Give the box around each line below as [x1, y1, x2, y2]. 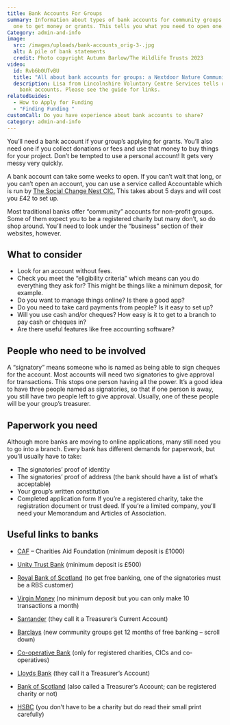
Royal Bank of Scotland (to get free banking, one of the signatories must [16, 573, 221, 582]
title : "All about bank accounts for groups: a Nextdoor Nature [13, 73, 201, 81]
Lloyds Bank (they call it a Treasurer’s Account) [16, 669, 151, 677]
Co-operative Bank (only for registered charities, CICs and [16, 648, 181, 657]
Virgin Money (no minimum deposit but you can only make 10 [16, 594, 190, 602]
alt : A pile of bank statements [13, 49, 106, 55]
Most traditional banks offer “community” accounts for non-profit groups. [7, 207, 214, 216]
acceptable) [16, 480, 51, 488]
